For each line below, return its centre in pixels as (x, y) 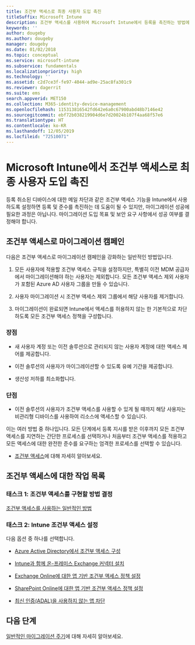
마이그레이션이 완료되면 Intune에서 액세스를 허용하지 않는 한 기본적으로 (95, 308)
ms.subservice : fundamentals (41, 66)
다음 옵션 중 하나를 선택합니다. (40, 538)
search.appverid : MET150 (36, 98)
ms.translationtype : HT (35, 121)
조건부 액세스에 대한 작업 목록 (56, 476)
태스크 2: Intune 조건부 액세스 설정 (52, 524)
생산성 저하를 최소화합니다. (45, 379)
